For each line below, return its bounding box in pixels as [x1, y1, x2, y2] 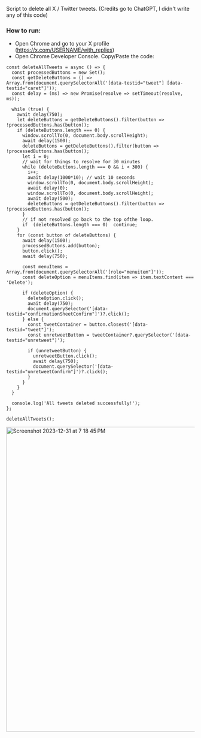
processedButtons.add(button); [22, 243, 100, 249]
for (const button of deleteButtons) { [17, 232, 117, 239]
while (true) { [11, 106, 50, 113]
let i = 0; [22, 154, 50, 160]
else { [28, 316, 44, 323]
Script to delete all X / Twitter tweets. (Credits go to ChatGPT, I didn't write [6, 5, 190, 12]
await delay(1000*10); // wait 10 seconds [28, 175, 135, 181]
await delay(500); [28, 196, 74, 202]
